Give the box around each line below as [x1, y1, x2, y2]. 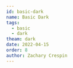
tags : [6, 20, 20, 25]
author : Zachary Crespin [6, 53, 68, 59]
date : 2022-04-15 [6, 42, 49, 48]
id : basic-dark [6, 8, 44, 15]
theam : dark [6, 36, 36, 42]
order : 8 [6, 47, 28, 53]
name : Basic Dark [6, 14, 49, 20]
